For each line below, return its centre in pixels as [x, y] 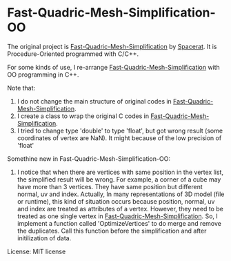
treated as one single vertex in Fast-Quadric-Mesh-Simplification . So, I [118, 216]
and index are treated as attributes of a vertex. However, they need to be [120, 209]
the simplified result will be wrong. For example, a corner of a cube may [119, 179]
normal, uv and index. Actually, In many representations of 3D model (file [121, 194]
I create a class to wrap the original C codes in [83, 116]
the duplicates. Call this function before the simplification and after [112, 231]
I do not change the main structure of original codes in [94, 101]
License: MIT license [37, 251]
